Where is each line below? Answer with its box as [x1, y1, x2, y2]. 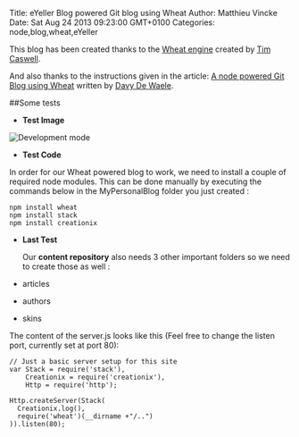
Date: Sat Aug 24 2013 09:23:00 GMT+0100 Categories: [9, 17, 216, 28]
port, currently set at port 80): [9, 340, 120, 350]
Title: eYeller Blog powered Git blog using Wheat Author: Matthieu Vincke [9, 8, 278, 18]
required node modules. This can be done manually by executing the [9, 176, 262, 187]
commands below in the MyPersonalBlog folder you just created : [9, 186, 250, 196]
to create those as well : [21, 261, 111, 272]
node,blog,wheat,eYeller [9, 27, 98, 37]
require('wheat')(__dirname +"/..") [17, 412, 154, 421]
